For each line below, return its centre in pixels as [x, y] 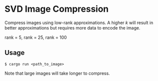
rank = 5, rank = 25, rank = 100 [36, 37]
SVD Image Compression [57, 9]
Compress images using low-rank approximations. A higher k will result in [79, 23]
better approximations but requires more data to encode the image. [72, 27]
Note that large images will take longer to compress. [57, 73]
